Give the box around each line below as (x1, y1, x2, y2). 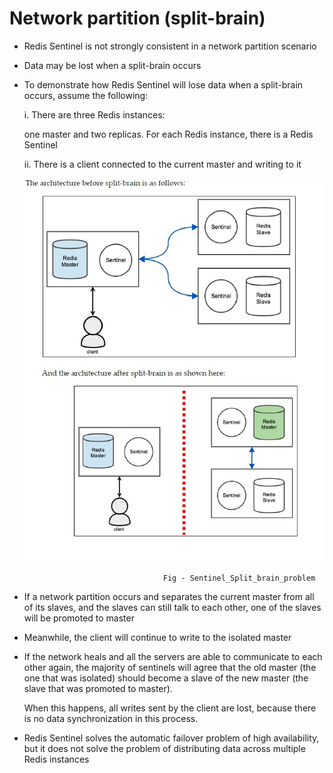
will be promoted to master (23, 612, 135, 624)
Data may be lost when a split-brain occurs (23, 59, 202, 71)
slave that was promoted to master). (23, 682, 173, 694)
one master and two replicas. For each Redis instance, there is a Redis (23, 128, 314, 140)
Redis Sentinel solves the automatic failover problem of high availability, (23, 732, 320, 744)
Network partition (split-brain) (9, 7, 266, 30)
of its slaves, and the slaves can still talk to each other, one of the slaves (23, 601, 322, 613)
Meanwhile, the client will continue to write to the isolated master (23, 631, 292, 643)
